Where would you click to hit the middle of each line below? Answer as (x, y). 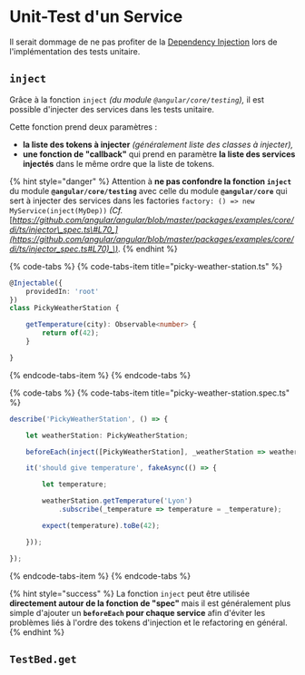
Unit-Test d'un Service (96, 17)
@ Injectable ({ (36, 283)
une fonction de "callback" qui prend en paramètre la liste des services (159, 154)
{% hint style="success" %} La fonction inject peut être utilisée (130, 593)
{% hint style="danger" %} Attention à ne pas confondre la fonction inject (151, 181)
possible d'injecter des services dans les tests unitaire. (112, 109)
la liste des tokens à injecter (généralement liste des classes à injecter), (157, 144)
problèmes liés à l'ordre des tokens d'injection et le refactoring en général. (148, 622)
